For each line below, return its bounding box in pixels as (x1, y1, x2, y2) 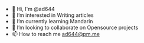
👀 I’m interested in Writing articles (11, 12, 94, 19)
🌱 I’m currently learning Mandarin (11, 18, 93, 24)
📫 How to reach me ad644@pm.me (11, 31, 100, 37)
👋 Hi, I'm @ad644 (11, 6, 55, 12)
